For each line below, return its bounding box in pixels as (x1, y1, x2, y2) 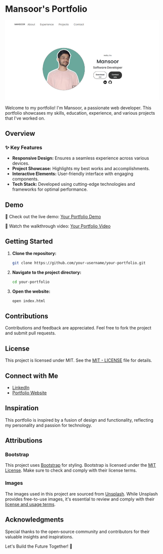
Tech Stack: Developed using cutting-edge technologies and (12, 181, 135, 187)
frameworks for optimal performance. (12, 186, 88, 192)
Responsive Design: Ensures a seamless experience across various (12, 155, 149, 161)
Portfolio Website (12, 390, 47, 396)
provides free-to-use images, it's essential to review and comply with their (5, 496, 155, 502)
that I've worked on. (5, 115, 45, 121)
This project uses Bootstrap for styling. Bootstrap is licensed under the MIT (5, 462, 156, 468)
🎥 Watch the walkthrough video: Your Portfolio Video (5, 223, 111, 229)
